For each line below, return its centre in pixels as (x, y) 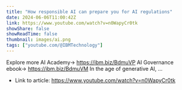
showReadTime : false (32, 34)
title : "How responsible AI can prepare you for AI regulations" (89, 12)
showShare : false (28, 28)
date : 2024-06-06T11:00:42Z (41, 17)
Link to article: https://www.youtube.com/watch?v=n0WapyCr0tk (95, 80)
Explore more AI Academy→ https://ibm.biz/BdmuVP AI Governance (90, 62)
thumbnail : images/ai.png (38, 40)
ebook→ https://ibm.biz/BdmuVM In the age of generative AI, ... (84, 68)
